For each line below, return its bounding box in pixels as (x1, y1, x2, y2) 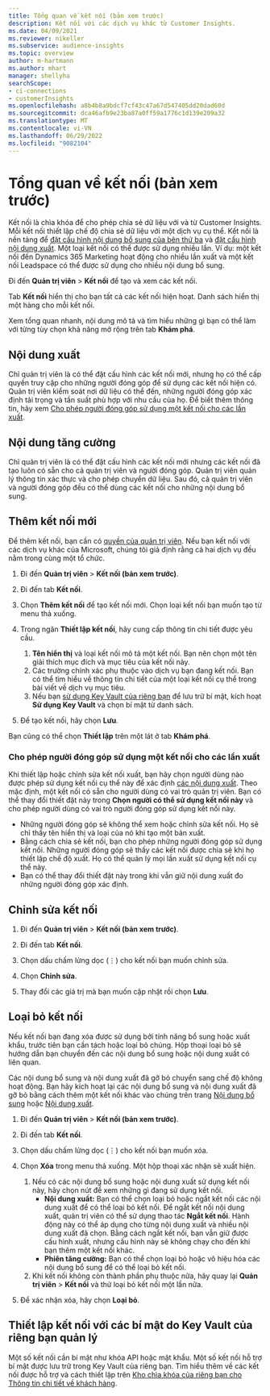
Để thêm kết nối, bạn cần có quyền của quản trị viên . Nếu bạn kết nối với (8, 535, 250, 545)
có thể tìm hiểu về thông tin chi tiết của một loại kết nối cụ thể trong (31, 674, 256, 684)
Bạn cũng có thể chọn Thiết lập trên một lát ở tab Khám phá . (8, 731, 211, 740)
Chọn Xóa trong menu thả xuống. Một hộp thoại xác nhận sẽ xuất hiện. (19, 1161, 256, 1170)
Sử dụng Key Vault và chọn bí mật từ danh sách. (31, 699, 194, 710)
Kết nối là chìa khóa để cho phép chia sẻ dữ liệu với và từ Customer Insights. (8, 218, 262, 227)
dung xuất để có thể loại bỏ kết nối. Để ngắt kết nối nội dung (44, 1202, 245, 1212)
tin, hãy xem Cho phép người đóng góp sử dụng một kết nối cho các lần (8, 404, 246, 414)
